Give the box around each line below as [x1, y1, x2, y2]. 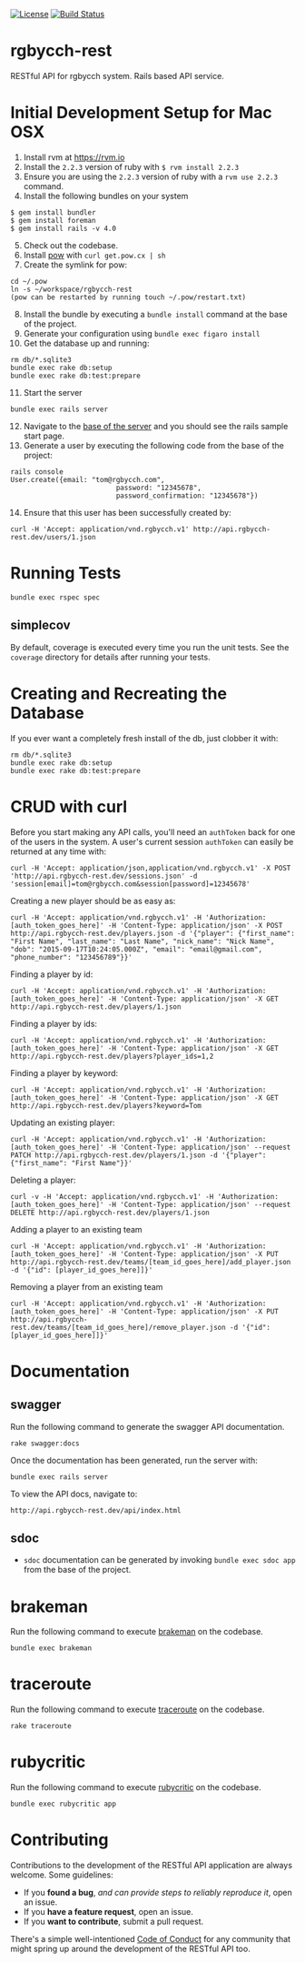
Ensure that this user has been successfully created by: [23, 507, 231, 518]
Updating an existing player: [10, 1117, 115, 1128]
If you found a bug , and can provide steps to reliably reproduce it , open [23, 1887, 293, 1898]
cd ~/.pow [10, 277, 48, 286]
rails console [10, 467, 64, 477]
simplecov [10, 618, 71, 633]
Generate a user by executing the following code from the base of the [23, 439, 284, 450]
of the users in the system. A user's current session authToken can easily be [10, 836, 294, 847]
